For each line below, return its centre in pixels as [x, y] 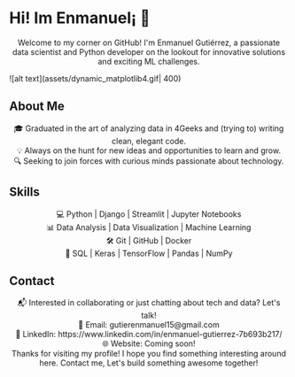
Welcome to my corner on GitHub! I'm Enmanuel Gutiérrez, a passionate [149, 42]
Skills [24, 192]
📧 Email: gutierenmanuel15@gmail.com [149, 325]
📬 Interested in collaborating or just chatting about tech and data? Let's [149, 303]
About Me [37, 107]
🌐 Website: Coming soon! [149, 343]
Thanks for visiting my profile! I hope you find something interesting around [149, 354]
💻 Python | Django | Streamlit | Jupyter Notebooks [149, 214]
